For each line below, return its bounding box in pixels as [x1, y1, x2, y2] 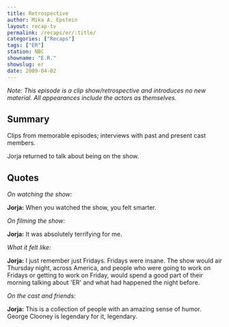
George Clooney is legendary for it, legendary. [7, 313, 138, 321]
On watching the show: [7, 190, 72, 199]
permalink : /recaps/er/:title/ [7, 29, 96, 36]
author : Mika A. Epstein [7, 16, 78, 23]
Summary [7, 113, 50, 125]
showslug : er [7, 61, 44, 68]
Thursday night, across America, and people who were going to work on [7, 264, 211, 272]
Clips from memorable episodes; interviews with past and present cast [7, 132, 206, 140]
